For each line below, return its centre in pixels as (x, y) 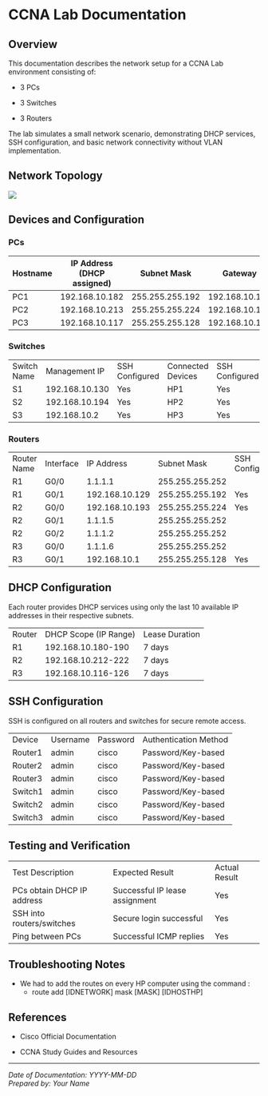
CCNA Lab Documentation (97, 15)
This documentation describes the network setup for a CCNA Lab (116, 63)
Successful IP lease (150, 890)
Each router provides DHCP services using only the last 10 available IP (124, 607)
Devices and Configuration (77, 220)
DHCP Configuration (60, 588)
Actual (227, 867)
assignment (135, 900)
